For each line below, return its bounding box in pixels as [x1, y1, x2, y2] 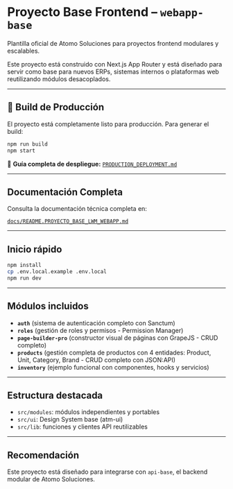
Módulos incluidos [7, 300, 89, 312]
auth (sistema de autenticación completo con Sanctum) [17, 318, 175, 327]
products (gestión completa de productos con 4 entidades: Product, [17, 348, 212, 357]
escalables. [7, 46, 40, 55]
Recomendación [7, 449, 80, 461]
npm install [7, 261, 42, 269]
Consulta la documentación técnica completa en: [7, 205, 148, 213]
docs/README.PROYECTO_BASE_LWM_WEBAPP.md [7, 218, 129, 225]
